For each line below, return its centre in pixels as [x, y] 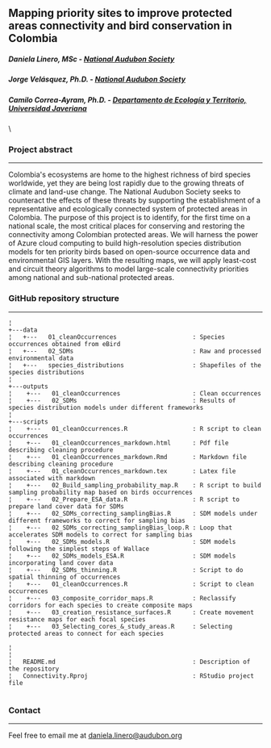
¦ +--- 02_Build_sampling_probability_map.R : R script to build [135, 485]
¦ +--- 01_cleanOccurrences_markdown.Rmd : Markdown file [128, 457]
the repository [34, 669]
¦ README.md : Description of [129, 662]
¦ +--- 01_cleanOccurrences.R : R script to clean [135, 428]
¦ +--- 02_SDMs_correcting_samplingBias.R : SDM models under [133, 513]
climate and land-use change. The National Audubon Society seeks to [125, 192]
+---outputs [28, 387]
